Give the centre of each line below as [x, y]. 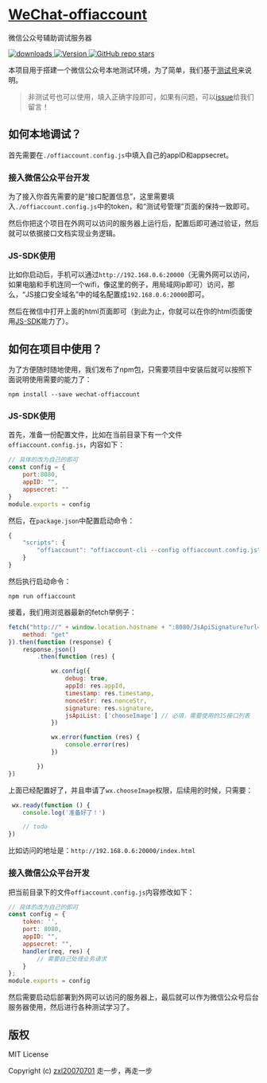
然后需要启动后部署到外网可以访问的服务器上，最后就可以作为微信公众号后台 [133, 997]
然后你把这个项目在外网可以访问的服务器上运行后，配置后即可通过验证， [126, 224]
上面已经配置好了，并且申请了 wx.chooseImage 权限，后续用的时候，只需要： [131, 790]
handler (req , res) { [56, 951]
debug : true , [87, 679]
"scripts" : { [44, 543]
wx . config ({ [70, 671]
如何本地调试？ [45, 134]
